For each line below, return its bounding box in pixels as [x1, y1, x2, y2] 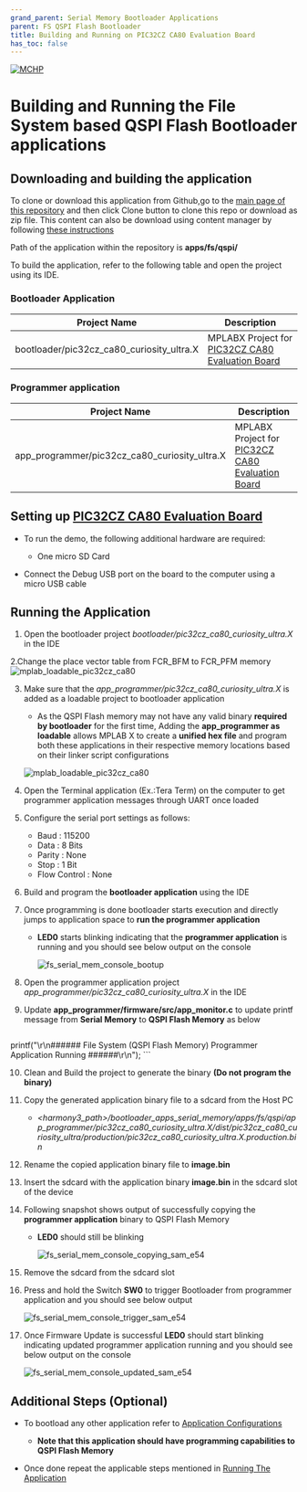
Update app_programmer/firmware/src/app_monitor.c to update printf [23, 1004, 294, 1015]
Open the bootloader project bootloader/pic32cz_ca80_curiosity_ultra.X [23, 629, 293, 640]
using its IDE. [10, 270, 60, 280]
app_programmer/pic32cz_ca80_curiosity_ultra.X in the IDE [23, 987, 247, 998]
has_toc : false [10, 38, 68, 48]
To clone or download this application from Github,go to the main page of [10, 196, 286, 206]
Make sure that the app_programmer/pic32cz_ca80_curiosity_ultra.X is [23, 683, 290, 694]
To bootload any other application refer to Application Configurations [23, 1418, 282, 1429]
